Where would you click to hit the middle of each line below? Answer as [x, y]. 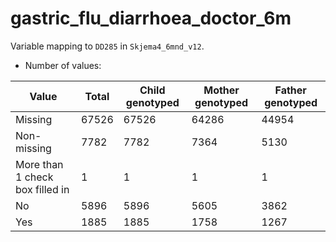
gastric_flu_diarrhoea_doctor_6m [151, 18]
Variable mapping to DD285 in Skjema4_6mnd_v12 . [107, 46]
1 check [34, 177]
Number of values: [63, 65]
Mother [221, 90]
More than [39, 164]
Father [290, 90]
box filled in [42, 189]
